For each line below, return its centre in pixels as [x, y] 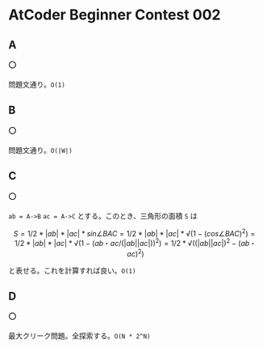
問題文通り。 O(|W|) [40, 150]
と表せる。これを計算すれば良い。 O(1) [72, 270]
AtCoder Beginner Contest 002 [115, 15]
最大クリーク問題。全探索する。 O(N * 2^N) [79, 336]
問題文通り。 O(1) [37, 84]
